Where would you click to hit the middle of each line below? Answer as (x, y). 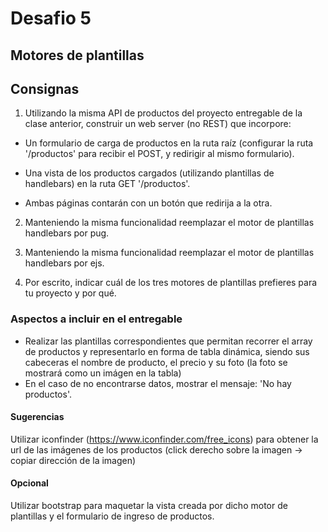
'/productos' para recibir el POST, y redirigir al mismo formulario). (159, 154)
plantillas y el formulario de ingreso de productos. (112, 516)
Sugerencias (37, 417)
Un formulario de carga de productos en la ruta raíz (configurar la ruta (169, 143)
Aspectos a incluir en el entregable (96, 319)
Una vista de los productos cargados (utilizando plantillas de (149, 173)
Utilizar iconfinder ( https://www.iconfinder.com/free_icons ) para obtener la (164, 439)
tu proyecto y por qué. (70, 293)
